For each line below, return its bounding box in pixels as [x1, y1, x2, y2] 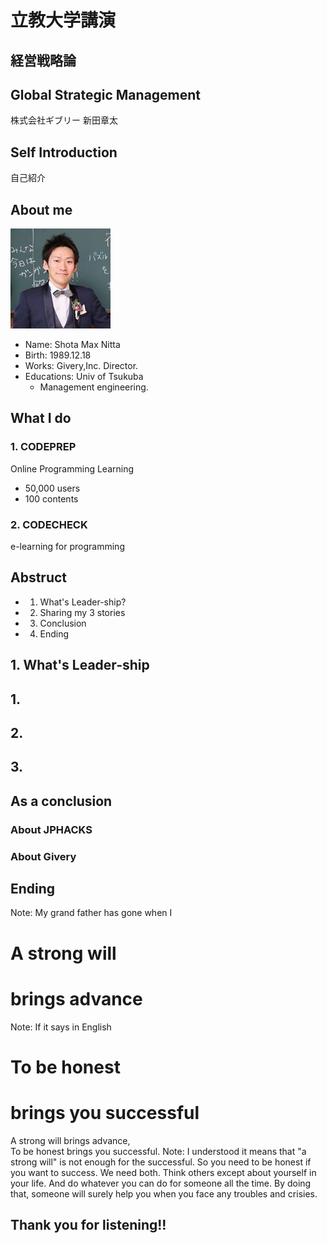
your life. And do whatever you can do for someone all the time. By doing [10, 1177, 312, 1189]
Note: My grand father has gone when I [10, 907, 173, 919]
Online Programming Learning [10, 462, 135, 475]
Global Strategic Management [10, 86, 202, 103]
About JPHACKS [10, 822, 93, 836]
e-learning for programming [10, 541, 125, 552]
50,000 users [24, 482, 81, 494]
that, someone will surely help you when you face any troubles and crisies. [10, 1187, 318, 1200]
